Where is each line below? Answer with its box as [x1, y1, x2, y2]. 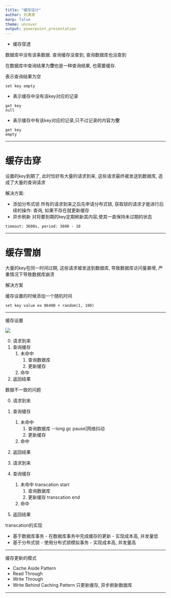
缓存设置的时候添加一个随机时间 [5, 293, 72, 299]
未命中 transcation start [20, 481, 70, 488]
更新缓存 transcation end [27, 494, 80, 500]
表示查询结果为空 [5, 73, 41, 79]
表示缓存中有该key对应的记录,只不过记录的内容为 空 [12, 118, 120, 124]
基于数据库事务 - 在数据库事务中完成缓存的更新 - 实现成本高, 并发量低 [12, 533, 159, 539]
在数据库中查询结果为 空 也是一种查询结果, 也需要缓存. [5, 63, 117, 69]
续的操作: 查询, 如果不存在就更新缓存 [12, 207, 90, 214]
